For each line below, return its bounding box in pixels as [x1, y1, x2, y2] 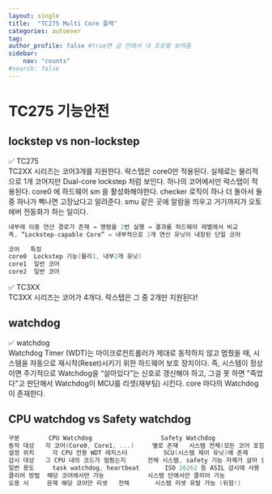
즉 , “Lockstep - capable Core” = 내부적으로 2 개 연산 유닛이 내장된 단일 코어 [8, 230, 241, 239]
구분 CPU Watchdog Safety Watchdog [8, 434, 216, 442]
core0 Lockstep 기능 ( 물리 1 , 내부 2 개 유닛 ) [8, 253, 142, 261]
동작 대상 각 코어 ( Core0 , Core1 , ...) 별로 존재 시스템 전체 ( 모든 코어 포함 [8, 441, 265, 449]
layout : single [8, 11, 60, 20]
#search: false [8, 65, 60, 73]
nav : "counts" [23, 57, 70, 66]
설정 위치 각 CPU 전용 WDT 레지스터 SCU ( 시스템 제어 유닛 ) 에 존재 [8, 449, 249, 458]
